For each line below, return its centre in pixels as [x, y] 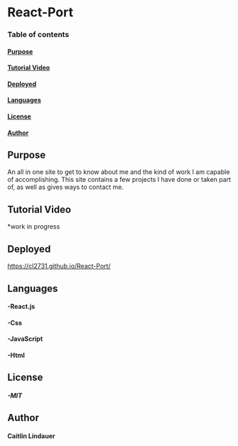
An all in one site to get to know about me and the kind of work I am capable [119, 172]
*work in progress [34, 227]
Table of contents [38, 35]
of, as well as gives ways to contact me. [66, 187]
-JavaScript [25, 339]
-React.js [21, 307]
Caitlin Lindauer [31, 436]
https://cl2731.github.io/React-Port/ [59, 266]
